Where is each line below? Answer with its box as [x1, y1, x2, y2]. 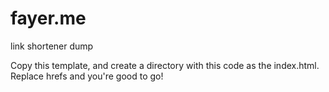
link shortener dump [10, 40, 94, 52]
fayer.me [10, 7, 87, 30]
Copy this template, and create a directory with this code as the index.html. [10, 59, 320, 71]
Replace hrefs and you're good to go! [10, 70, 164, 82]
